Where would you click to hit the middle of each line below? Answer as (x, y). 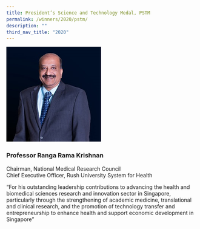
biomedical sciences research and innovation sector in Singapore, (89, 193)
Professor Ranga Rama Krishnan (55, 156)
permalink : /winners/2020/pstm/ (47, 19)
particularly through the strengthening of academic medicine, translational (99, 200)
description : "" (27, 26)
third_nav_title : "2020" (38, 32)
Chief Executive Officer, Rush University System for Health (79, 175)
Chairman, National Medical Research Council (64, 169)
